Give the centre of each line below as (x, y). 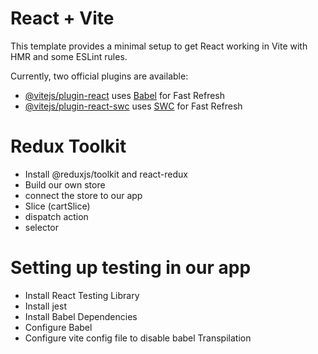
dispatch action (56, 216)
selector (42, 227)
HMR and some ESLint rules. (69, 56)
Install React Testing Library (82, 295)
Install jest (45, 306)
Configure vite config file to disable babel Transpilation (138, 338)
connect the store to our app (83, 195)
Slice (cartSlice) (57, 206)
